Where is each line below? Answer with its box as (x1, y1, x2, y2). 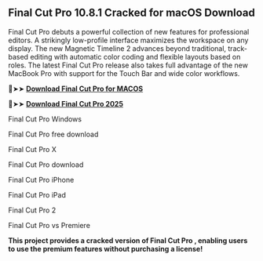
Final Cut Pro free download (8, 129, 99, 139)
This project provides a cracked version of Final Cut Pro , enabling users (8, 235, 248, 245)
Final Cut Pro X (8, 144, 57, 154)
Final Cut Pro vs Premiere (8, 220, 90, 230)
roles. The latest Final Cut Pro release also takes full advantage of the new (8, 60, 249, 70)
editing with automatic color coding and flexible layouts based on (30, 52, 241, 61)
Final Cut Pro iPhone (8, 175, 75, 184)
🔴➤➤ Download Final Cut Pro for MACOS (8, 84, 144, 93)
